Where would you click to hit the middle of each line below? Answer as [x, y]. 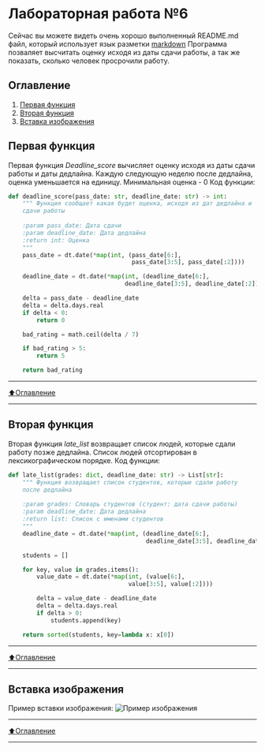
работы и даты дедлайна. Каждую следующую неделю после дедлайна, [131, 174]
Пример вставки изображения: [61, 708]
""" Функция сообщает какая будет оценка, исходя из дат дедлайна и [137, 204]
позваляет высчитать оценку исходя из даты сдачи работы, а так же [124, 52]
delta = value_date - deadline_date [97, 599]
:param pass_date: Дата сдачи [72, 226]
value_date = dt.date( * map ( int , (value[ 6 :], [111, 577]
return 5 [51, 356]
